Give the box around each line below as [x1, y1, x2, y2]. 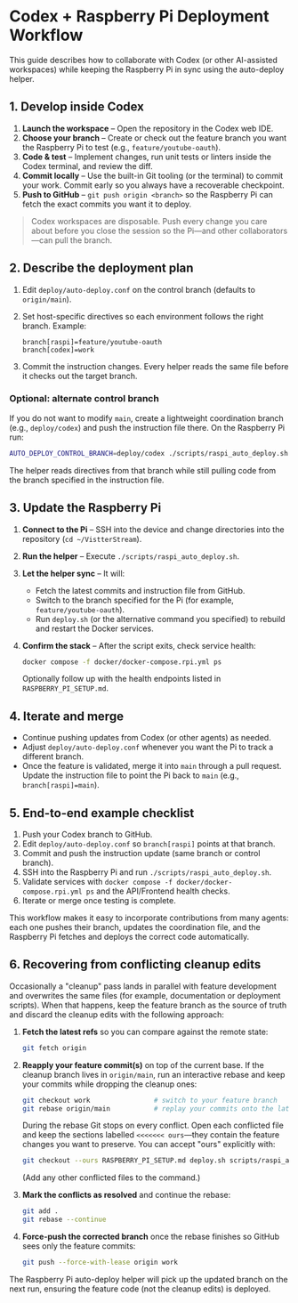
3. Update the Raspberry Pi [9, 500, 162, 515]
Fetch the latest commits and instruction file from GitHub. [35, 585, 246, 595]
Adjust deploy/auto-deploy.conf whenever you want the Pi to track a [21, 741, 274, 753]
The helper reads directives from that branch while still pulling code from [9, 465, 277, 475]
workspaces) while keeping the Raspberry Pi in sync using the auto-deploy [9, 64, 285, 75]
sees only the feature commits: [21, 1241, 136, 1251]
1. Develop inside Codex [9, 100, 145, 115]
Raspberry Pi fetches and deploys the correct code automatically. [9, 932, 250, 943]
